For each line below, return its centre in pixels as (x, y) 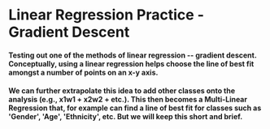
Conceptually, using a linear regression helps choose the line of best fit (131, 63)
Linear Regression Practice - (107, 15)
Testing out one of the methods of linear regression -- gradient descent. (133, 55)
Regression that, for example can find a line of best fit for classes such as (135, 108)
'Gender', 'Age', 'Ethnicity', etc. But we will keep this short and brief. (126, 117)
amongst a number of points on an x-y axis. (83, 72)
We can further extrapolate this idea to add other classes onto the (122, 91)
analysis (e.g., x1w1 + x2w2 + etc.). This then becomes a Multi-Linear (128, 100)
